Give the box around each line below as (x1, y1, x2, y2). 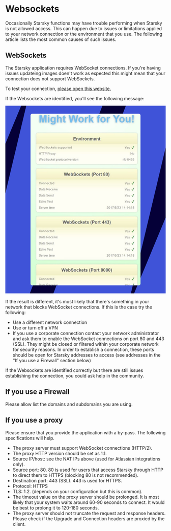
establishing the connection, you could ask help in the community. (5, 372, 144, 379)
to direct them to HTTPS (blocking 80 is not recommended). (12, 472, 139, 478)
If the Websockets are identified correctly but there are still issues (5, 367, 144, 373)
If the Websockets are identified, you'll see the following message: (5, 95, 145, 101)
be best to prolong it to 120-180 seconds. (12, 504, 99, 511)
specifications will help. (5, 435, 55, 441)
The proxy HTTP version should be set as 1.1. (12, 450, 107, 456)
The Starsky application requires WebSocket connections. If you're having (5, 64, 161, 71)
